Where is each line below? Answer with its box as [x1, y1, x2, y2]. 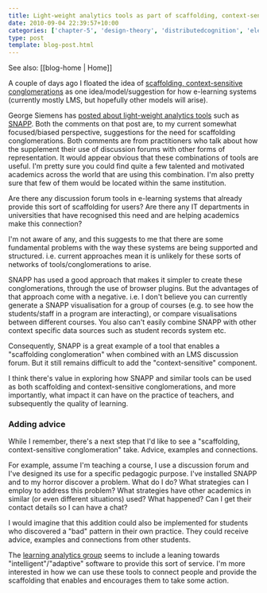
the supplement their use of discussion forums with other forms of [8, 145, 226, 154]
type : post [8, 33, 44, 42]
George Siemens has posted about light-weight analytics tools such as [8, 110, 240, 120]
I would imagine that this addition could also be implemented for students [8, 518, 249, 528]
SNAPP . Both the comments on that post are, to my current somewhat [8, 119, 237, 129]
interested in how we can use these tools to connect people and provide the [8, 568, 257, 577]
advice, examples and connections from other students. [8, 535, 192, 545]
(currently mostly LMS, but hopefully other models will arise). [8, 95, 208, 105]
